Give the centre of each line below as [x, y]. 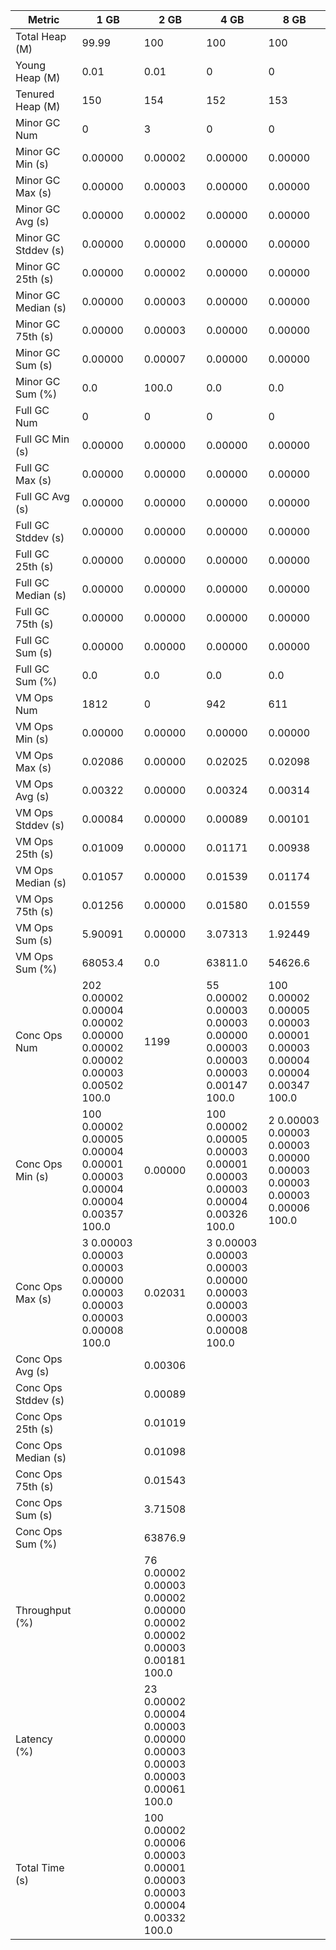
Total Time [40, 1867]
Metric [43, 19]
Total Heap [41, 36]
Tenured [35, 94]
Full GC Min [42, 439]
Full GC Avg [42, 496]
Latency [34, 1739]
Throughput [43, 1610]
